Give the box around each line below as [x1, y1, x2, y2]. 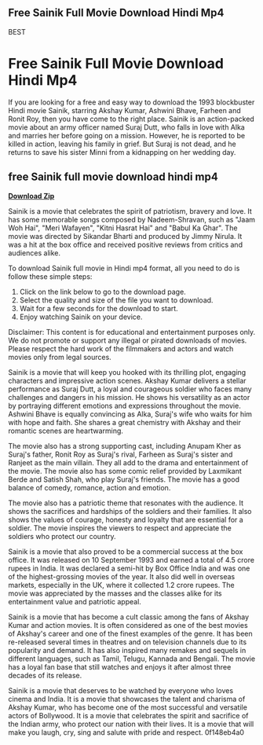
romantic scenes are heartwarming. [8, 426, 124, 435]
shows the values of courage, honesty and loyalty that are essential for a [8, 515, 243, 524]
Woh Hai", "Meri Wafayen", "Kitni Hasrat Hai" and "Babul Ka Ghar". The [8, 223, 238, 233]
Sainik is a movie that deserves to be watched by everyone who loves [8, 685, 234, 695]
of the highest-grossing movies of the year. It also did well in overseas [8, 571, 236, 581]
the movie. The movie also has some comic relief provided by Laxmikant [8, 466, 242, 475]
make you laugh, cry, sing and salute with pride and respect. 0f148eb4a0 [8, 727, 245, 737]
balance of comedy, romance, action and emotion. [8, 483, 171, 492]
